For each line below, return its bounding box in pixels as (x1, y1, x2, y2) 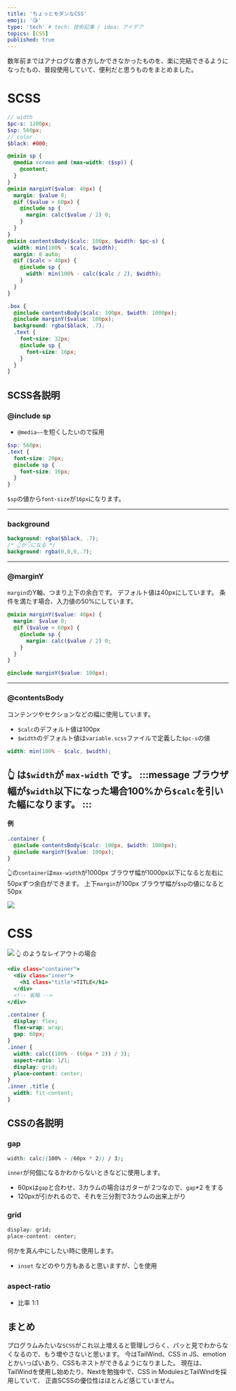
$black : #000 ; (7, 140, 49, 147)
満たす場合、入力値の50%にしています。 (19, 597, 138, 606)
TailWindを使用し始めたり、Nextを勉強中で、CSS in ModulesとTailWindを (7, 1367, 221, 1376)
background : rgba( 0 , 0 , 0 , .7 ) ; (7, 548, 93, 556)
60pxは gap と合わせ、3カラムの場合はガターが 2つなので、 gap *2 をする (17, 1183, 223, 1192)
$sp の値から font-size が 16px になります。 (7, 495, 125, 503)
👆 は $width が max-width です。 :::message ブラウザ (7, 768, 229, 781)
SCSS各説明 (7, 389, 60, 401)
